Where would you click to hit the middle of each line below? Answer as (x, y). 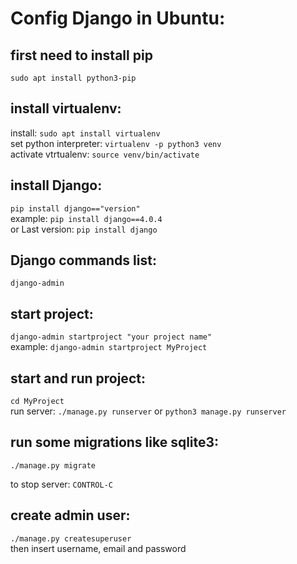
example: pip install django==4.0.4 (86, 218)
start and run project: (78, 378)
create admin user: (70, 515)
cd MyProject (37, 402)
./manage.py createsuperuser (71, 538)
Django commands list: (83, 260)
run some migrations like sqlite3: (115, 442)
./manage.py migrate (53, 465)
